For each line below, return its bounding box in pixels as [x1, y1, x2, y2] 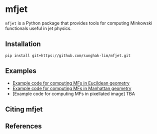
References [5, 122, 42, 130]
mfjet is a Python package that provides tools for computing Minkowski [5, 20, 152, 26]
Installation [5, 40, 41, 48]
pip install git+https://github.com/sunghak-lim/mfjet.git [5, 53, 131, 58]
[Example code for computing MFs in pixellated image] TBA [12, 90, 135, 96]
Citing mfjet [5, 105, 43, 113]
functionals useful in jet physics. [5, 25, 71, 31]
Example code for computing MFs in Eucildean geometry [12, 80, 130, 86]
